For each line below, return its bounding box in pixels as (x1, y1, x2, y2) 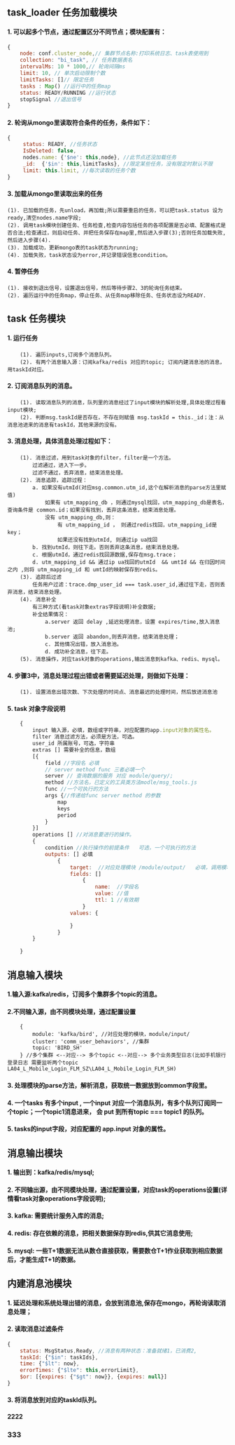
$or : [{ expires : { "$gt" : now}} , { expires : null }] (20, 1373, 168, 1380)
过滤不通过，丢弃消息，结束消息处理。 (32, 470, 127, 477)
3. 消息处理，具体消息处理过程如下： (7, 437, 113, 446)
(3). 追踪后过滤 (20, 574, 62, 581)
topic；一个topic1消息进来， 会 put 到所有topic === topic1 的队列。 (13, 1107, 208, 1116)
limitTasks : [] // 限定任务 (20, 76, 94, 83)
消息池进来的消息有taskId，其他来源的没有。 (7, 421, 120, 428)
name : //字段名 (94, 884, 139, 891)
